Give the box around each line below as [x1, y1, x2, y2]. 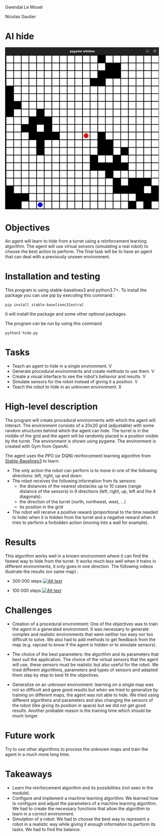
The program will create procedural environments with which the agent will [5, 418, 156, 423]
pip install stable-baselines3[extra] [5, 302, 84, 308]
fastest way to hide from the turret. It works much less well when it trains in [5, 558, 156, 564]
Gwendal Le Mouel [5, 4, 43, 10]
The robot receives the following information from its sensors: [12, 478, 137, 484]
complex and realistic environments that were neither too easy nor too [12, 631, 153, 637]
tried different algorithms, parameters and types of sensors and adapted [12, 666, 158, 673]
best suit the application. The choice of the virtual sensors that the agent [12, 656, 159, 662]
